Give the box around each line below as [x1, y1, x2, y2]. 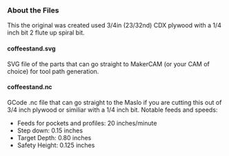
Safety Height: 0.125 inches [17, 141, 95, 149]
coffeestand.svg [7, 44, 56, 52]
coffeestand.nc [7, 83, 53, 91]
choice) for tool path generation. [7, 67, 99, 75]
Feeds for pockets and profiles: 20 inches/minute [17, 119, 157, 127]
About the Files [7, 6, 59, 15]
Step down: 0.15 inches [17, 126, 83, 135]
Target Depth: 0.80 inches [17, 133, 92, 142]
